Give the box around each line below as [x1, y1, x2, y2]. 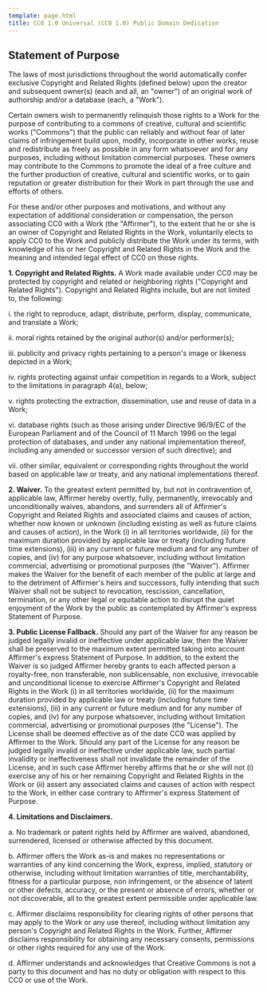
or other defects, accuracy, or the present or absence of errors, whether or [8, 885, 255, 895]
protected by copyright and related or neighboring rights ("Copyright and [8, 276, 249, 287]
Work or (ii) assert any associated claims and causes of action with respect [8, 780, 255, 789]
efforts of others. [8, 186, 64, 196]
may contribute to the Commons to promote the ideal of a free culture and [8, 161, 251, 171]
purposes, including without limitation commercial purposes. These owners [8, 153, 256, 163]
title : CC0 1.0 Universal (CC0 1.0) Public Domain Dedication [8, 19, 219, 27]
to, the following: [8, 294, 64, 304]
